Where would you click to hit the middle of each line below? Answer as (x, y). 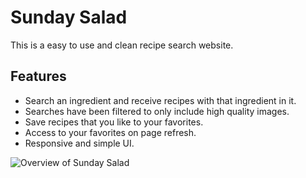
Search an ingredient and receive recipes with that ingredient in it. (160, 100)
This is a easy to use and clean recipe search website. (122, 45)
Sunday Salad (69, 17)
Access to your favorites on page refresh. (110, 132)
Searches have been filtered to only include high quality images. (157, 111)
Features (38, 76)
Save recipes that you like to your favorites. (114, 122)
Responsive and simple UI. (79, 143)
